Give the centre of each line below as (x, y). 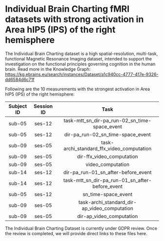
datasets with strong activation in (74, 19)
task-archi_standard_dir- (107, 202)
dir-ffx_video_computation (107, 156)
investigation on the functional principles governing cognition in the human (80, 64)
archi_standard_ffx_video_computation (107, 148)
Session (43, 106)
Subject (18, 106)
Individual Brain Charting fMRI (67, 9)
